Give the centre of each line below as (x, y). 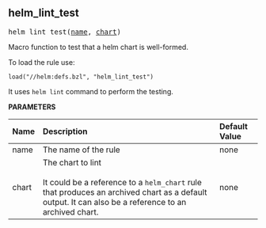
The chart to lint (72, 162)
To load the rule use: (42, 62)
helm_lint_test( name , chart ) (65, 32)
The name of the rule (81, 150)
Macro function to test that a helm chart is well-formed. (98, 47)
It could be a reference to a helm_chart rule (122, 182)
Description (65, 131)
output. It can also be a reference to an (114, 202)
